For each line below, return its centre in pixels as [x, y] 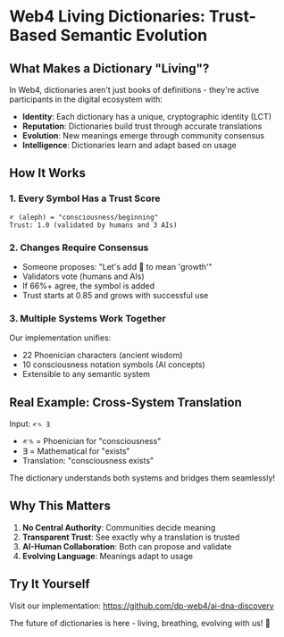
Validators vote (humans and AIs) [83, 276]
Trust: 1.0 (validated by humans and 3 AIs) [93, 225]
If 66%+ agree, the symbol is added [88, 285]
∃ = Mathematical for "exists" [76, 451]
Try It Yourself [50, 584]
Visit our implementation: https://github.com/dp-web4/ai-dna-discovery [142, 606]
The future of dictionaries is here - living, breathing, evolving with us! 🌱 [140, 623]
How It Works [48, 173]
